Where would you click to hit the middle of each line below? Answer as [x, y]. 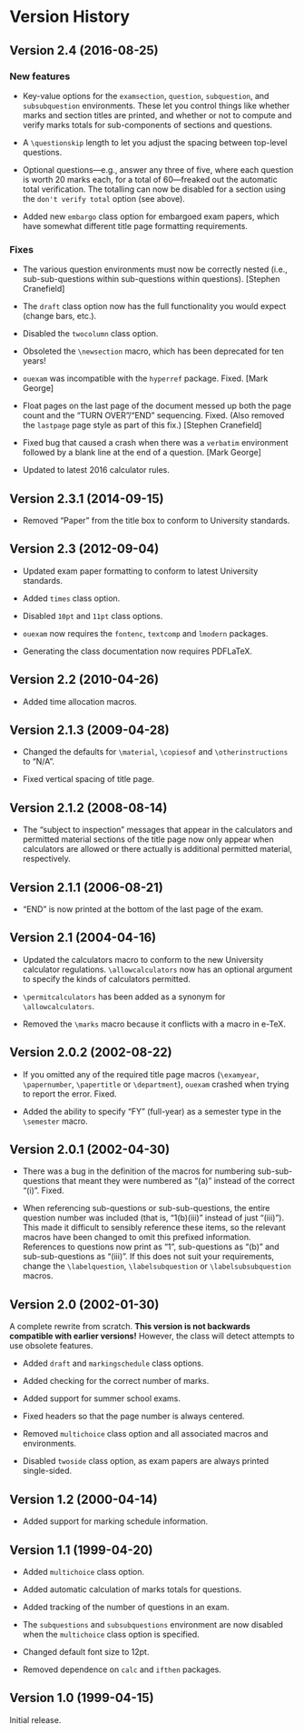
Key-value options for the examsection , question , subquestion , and [146, 95]
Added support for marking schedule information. [115, 1521]
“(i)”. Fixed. [44, 1191]
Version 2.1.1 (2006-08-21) [86, 887]
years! [34, 361]
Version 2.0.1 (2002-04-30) [90, 1150]
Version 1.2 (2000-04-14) [83, 1499]
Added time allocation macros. [80, 701]
